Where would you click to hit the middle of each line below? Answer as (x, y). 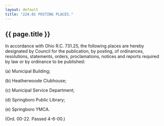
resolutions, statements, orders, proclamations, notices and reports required (82, 57)
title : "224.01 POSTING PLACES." (39, 14)
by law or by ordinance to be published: (45, 62)
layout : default (22, 10)
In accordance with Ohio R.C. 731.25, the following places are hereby (75, 46)
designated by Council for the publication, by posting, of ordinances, (74, 51)
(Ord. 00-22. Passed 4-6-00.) (35, 119)
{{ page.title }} (28, 34)
